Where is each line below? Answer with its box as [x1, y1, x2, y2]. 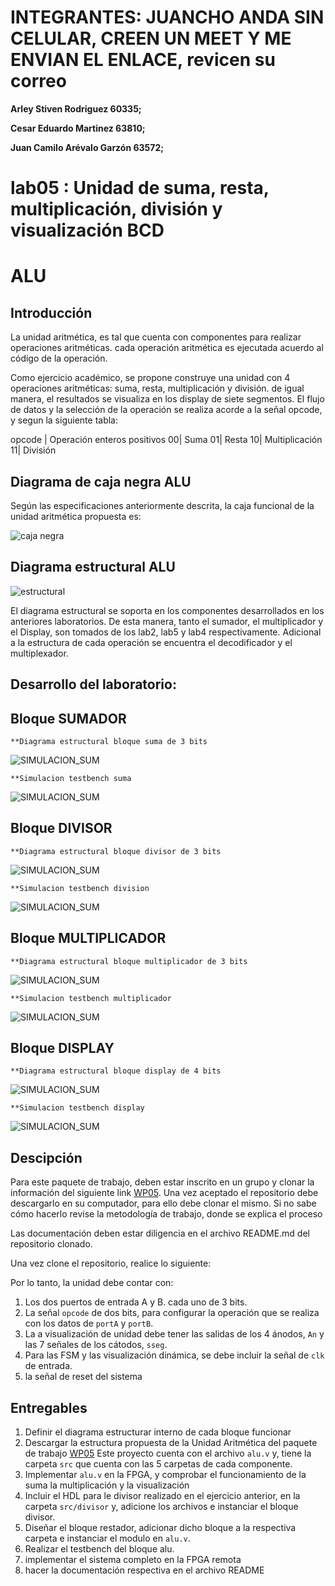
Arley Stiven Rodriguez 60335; [10, 102, 142, 115]
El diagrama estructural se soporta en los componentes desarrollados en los [10, 604, 325, 616]
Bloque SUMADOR [10, 710, 127, 727]
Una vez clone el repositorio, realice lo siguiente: [10, 1257, 212, 1270]
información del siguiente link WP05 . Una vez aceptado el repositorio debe [10, 1187, 319, 1199]
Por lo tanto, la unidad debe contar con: [10, 1277, 174, 1289]
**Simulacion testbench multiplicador [10, 993, 172, 1003]
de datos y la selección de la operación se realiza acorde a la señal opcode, [10, 404, 323, 416]
